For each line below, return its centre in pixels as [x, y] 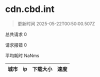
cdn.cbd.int [30, 9]
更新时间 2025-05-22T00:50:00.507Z [56, 23]
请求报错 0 [16, 45]
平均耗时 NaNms [22, 55]
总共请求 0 [16, 34]
